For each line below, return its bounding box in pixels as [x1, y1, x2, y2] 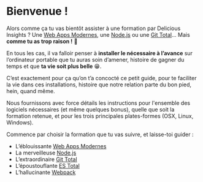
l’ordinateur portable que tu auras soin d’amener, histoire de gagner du [6, 56, 185, 63]
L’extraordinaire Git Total [15, 155, 78, 163]
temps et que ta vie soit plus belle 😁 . [6, 63, 102, 70]
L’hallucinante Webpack [15, 169, 76, 176]
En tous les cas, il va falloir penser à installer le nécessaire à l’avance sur [6, 49, 193, 56]
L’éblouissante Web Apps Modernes [15, 142, 107, 150]
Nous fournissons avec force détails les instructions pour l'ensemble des [6, 99, 191, 107]
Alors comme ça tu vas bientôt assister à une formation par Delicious [6, 25, 181, 32]
